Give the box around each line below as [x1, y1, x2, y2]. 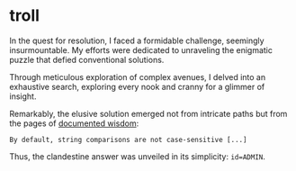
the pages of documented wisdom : [9, 118, 139, 129]
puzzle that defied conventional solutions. [9, 54, 165, 65]
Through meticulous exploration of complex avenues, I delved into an [9, 71, 266, 82]
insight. [9, 91, 37, 102]
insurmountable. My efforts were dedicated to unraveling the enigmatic [9, 44, 273, 55]
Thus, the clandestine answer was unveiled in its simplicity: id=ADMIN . [9, 150, 265, 162]
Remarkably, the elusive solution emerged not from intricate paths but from [9, 108, 288, 119]
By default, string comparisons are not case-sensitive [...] [9, 135, 247, 144]
